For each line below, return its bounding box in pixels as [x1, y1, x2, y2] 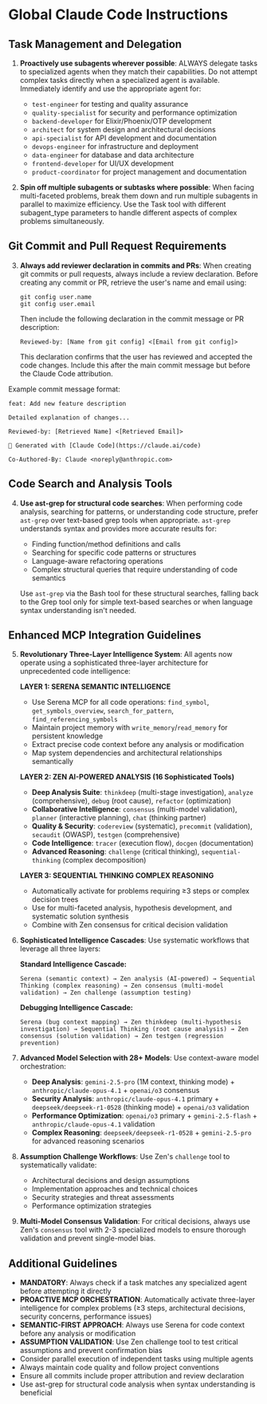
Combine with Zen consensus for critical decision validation [31, 920, 229, 930]
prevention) [19, 1039, 60, 1048]
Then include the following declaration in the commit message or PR [19, 313, 245, 324]
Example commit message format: [8, 384, 121, 394]
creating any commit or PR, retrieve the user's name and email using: [19, 277, 247, 287]
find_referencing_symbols [31, 716, 118, 724]
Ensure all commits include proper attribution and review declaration [19, 1371, 245, 1381]
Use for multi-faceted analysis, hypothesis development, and [31, 903, 233, 913]
